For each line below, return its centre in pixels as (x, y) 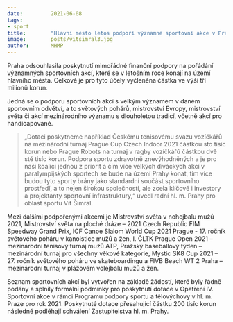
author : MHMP (35, 46)
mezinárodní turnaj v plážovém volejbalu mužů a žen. (83, 268)
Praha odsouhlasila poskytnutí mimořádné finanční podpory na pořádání (110, 66)
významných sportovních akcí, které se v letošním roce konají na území (109, 73)
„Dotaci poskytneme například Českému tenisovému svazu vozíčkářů (123, 137)
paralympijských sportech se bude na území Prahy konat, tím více (118, 173)
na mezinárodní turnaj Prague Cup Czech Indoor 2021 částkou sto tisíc (125, 144)
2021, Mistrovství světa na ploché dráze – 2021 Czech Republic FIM (104, 224)
